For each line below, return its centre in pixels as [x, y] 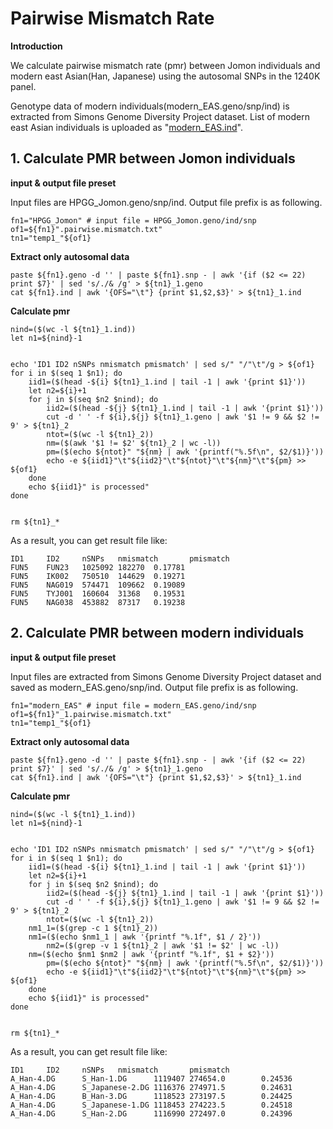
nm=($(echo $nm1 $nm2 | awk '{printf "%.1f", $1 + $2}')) [151, 954]
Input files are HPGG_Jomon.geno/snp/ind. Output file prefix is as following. [166, 202]
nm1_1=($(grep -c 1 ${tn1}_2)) [93, 928]
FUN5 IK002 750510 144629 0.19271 [98, 576]
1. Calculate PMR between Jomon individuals [153, 158]
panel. [23, 86]
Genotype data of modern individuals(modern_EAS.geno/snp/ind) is [150, 106]
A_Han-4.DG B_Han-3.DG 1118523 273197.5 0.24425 [151, 1096]
